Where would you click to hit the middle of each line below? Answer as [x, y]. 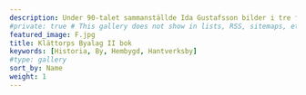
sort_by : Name [36, 69]
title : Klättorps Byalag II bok [71, 43]
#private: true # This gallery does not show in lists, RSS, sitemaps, [148, 26]
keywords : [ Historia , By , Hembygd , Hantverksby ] [103, 52]
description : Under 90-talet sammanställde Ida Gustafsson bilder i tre [150, 18]
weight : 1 [28, 77]
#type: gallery [38, 60]
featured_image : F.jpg [52, 34]
